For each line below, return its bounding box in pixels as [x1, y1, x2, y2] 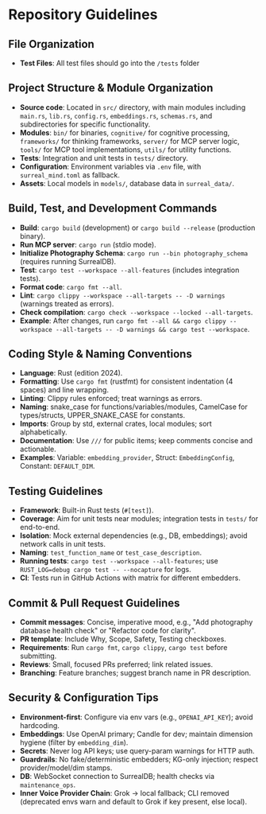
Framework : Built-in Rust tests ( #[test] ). [19, 505, 154, 515]
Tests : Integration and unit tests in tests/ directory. [19, 153, 189, 162]
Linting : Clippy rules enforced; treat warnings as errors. [19, 394, 202, 403]
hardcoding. [19, 720, 60, 730]
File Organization [8, 37, 95, 51]
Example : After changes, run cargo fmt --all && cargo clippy [19, 316, 226, 325]
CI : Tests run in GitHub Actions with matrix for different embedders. [19, 573, 241, 582]
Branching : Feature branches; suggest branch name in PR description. [19, 668, 252, 678]
